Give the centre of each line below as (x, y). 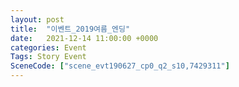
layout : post (37, 19)
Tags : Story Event (48, 57)
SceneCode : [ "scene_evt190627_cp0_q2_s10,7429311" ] (120, 66)
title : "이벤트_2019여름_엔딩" (70, 29)
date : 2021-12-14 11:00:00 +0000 (84, 38)
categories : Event (48, 47)
